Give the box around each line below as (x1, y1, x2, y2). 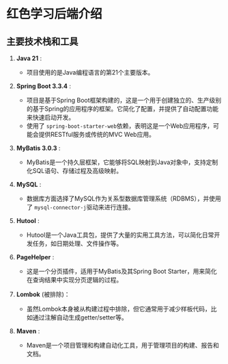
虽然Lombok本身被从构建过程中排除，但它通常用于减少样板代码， (26, 305, 211, 313)
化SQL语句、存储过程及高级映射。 (26, 167, 123, 174)
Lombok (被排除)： (16, 290, 70, 298)
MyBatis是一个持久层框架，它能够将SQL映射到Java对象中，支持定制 (26, 158, 218, 166)
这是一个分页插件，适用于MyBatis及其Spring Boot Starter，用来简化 (26, 268, 218, 275)
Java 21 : (16, 54, 42, 62)
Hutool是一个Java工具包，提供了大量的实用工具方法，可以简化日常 (26, 231, 214, 239)
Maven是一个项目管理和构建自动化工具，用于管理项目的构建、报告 (26, 341, 213, 349)
